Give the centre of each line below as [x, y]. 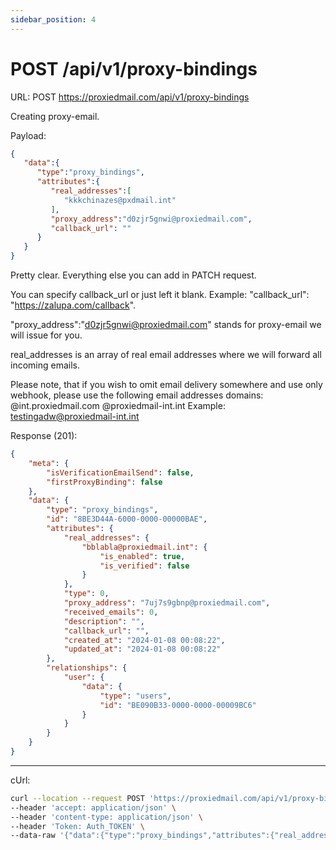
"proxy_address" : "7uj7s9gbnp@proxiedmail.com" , [167, 603]
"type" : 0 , [86, 594]
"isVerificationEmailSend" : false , [120, 472]
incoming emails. [45, 365]
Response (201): [44, 436]
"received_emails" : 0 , [111, 612]
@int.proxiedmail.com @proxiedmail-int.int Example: [118, 406]
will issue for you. [46, 335]
